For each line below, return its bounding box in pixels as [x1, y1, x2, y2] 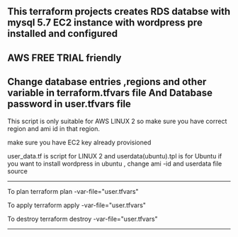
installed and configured [7, 28, 118, 40]
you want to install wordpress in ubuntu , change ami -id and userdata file [7, 159, 222, 168]
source [7, 166, 28, 175]
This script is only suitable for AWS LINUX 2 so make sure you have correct [7, 117, 227, 125]
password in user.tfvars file [7, 98, 131, 110]
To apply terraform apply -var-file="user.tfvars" [7, 201, 147, 209]
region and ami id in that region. [7, 124, 101, 133]
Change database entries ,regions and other [7, 76, 207, 88]
